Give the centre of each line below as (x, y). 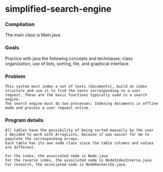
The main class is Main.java (33, 35)
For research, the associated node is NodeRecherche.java (65, 165)
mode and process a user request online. (48, 108)
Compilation (20, 25)
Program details (24, 120)
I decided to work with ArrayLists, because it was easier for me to (77, 135)
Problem (15, 76)
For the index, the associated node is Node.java (57, 156)
